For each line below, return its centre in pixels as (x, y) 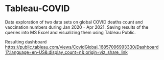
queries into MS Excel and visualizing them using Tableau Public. (70, 32)
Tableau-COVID (37, 9)
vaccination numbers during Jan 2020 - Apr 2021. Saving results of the (77, 27)
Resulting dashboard (26, 41)
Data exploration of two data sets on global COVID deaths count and (74, 22)
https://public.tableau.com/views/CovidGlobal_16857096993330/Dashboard (82, 47)
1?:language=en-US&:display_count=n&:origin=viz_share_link (67, 52)
